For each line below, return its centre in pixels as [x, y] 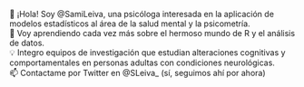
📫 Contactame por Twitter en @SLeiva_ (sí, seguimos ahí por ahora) [137, 73]
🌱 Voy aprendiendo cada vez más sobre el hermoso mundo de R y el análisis [152, 33]
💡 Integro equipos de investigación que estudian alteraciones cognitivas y [147, 53]
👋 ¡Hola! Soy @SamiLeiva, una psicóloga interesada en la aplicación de [142, 14]
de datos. [27, 43]
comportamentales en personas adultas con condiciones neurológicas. [142, 63]
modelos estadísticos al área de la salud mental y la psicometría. [130, 24]
